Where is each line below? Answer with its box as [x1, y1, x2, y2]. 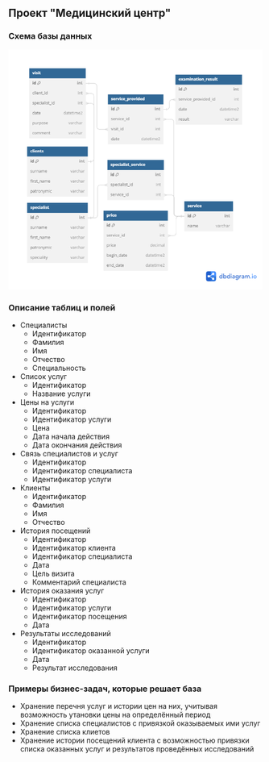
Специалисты [19, 320, 68, 330]
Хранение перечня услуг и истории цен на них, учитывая [19, 702, 217, 711]
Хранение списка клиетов [19, 727, 110, 737]
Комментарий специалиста [31, 577, 126, 587]
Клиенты [19, 483, 51, 493]
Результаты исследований [19, 629, 111, 639]
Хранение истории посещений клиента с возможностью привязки [19, 735, 250, 745]
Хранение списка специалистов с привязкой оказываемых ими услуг [19, 718, 261, 728]
